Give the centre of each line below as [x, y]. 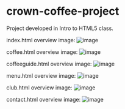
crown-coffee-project [63, 11]
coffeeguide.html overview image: [49, 64]
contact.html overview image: [44, 99]
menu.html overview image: [41, 75]
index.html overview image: [41, 40]
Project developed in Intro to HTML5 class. [60, 28]
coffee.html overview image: [42, 52]
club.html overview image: [39, 88]
